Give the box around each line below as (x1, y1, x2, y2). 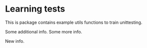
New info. (5, 38, 24, 44)
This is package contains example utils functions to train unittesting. (5, 19, 143, 25)
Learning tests (5, 3, 65, 15)
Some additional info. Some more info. (5, 29, 82, 34)
